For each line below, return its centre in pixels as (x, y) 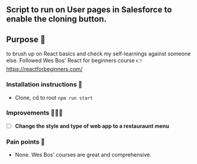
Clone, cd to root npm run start (54, 97)
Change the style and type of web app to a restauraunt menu (92, 126)
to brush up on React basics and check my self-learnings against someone (99, 54)
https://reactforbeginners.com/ (44, 69)
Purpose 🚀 (26, 39)
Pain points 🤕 (25, 141)
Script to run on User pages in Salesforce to (89, 10)
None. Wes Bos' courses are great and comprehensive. (83, 155)
